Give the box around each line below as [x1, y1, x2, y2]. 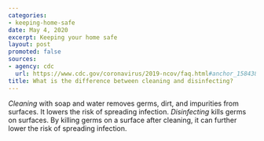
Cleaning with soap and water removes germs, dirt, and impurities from [8, 99, 240, 108]
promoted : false [8, 48, 61, 56]
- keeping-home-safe [8, 19, 76, 27]
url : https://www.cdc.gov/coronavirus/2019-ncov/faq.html [15, 70, 210, 78]
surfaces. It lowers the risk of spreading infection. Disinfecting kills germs [8, 107, 247, 116]
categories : [8, 11, 47, 20]
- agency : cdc [8, 63, 55, 70]
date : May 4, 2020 [8, 26, 68, 34]
